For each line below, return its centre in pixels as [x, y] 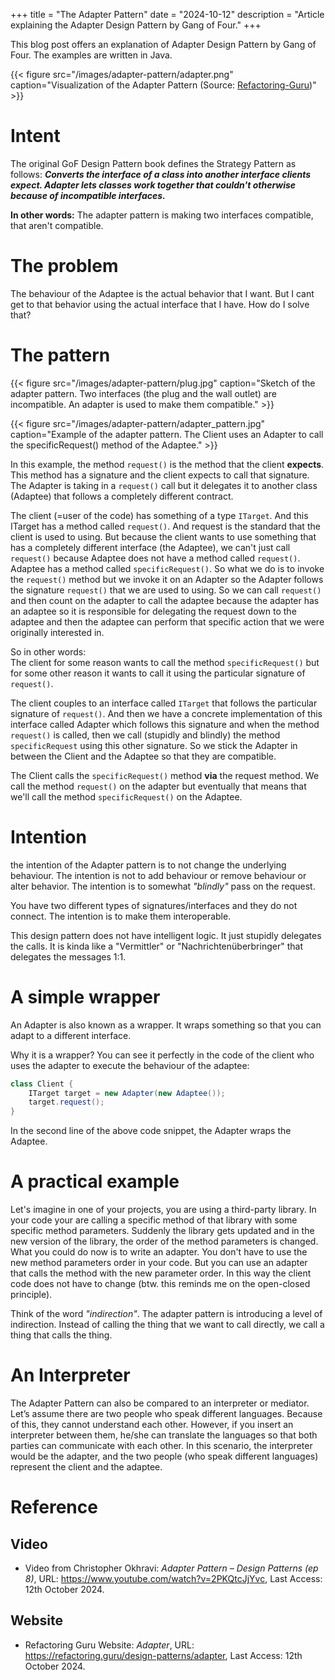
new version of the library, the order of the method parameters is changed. [164, 1241]
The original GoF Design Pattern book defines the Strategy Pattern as [153, 163]
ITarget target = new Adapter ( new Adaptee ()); [127, 1093]
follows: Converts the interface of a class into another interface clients [161, 174]
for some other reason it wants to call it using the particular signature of [158, 673]
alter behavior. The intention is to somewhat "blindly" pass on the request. [163, 886]
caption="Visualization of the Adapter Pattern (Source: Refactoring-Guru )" [163, 85]
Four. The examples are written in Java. [91, 55]
